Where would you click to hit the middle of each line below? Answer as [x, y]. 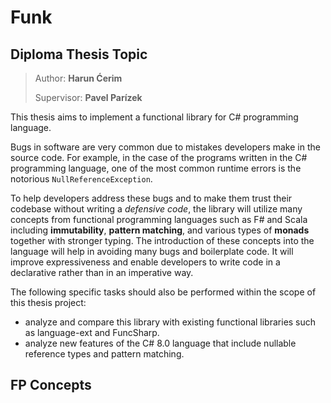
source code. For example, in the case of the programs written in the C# [159, 157]
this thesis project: [48, 302]
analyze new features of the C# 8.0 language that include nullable [160, 343]
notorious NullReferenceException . [81, 179]
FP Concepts [51, 385]
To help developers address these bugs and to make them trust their [151, 198]
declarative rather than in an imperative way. [102, 272]
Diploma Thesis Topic [79, 54]
